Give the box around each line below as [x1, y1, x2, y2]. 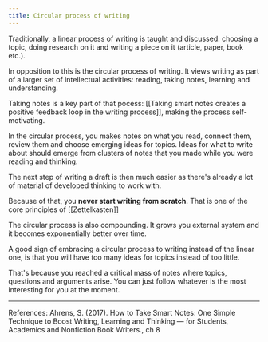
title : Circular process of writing [8, 11, 130, 20]
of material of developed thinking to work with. [8, 181, 162, 190]
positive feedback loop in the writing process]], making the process [8, 107, 231, 117]
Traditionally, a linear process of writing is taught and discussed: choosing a [8, 34, 258, 43]
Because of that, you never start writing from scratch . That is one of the [8, 196, 249, 205]
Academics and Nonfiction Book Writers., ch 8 [8, 324, 161, 334]
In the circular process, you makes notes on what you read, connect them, [8, 131, 253, 141]
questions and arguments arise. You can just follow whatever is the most [8, 276, 246, 286]
